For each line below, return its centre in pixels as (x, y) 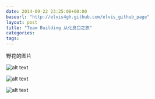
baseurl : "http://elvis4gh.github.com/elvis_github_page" (78, 17)
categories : (20, 33)
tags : (13, 38)
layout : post (22, 22)
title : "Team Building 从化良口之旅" (49, 28)
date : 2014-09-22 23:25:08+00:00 (47, 11)
